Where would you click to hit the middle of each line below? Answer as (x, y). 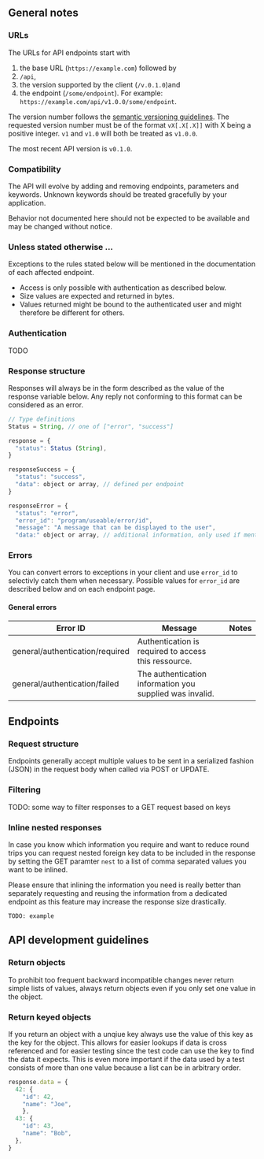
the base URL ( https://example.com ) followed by (98, 68)
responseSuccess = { (42, 470)
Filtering (24, 789)
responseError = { (38, 506)
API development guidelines (79, 940)
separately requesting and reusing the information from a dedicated (118, 893)
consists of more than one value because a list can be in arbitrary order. (125, 1068)
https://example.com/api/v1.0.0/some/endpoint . (98, 101)
